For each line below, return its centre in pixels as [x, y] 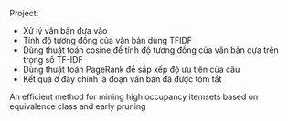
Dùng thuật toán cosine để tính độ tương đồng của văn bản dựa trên [150, 50]
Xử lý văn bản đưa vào [65, 30]
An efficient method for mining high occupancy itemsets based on [134, 96]
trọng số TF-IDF [53, 60]
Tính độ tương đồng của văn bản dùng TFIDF [107, 40]
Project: [24, 13]
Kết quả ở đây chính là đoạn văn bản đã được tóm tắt [122, 79]
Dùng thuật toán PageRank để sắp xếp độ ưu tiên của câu [131, 69]
